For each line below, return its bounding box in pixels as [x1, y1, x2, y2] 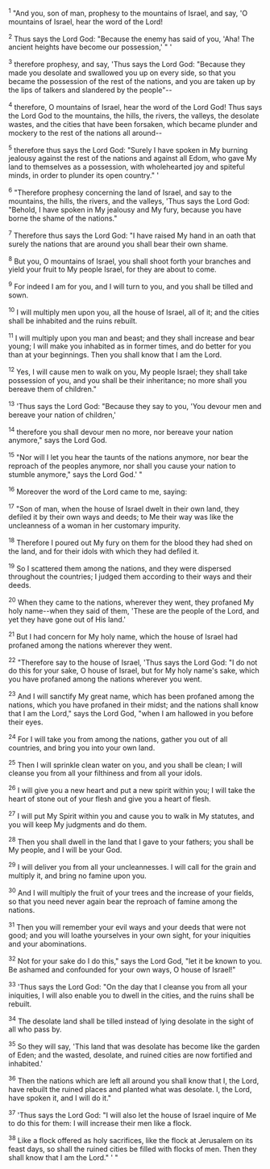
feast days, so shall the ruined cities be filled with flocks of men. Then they [8, 1144, 257, 1154]
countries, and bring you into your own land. [8, 743, 156, 753]
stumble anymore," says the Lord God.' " [8, 469, 143, 479]
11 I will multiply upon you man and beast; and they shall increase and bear [8, 331, 255, 343]
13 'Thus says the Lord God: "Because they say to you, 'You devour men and [8, 399, 262, 411]
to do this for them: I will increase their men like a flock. [8, 1119, 192, 1129]
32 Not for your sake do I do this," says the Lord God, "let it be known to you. [8, 955, 263, 965]
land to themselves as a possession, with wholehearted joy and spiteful [8, 162, 246, 172]
